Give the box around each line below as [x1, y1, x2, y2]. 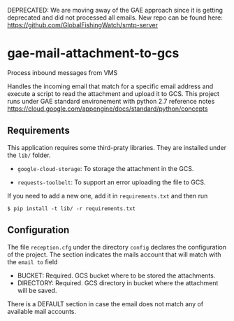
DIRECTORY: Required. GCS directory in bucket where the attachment [17, 278, 219, 287]
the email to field [7, 257, 58, 266]
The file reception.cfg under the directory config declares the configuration [7, 243, 227, 251]
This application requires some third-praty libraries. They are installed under [7, 143, 227, 151]
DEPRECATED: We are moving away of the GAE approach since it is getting [7, 6, 224, 14]
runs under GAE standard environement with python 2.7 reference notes [7, 97, 215, 105]
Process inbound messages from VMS [7, 68, 118, 76]
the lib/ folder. [7, 151, 51, 159]
